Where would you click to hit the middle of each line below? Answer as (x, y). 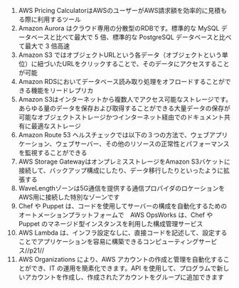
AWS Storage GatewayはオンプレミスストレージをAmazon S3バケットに (124, 161)
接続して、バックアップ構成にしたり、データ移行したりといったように (121, 170)
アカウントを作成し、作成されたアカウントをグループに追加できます (124, 277)
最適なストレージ (56, 126)
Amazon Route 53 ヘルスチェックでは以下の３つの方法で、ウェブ (114, 135)
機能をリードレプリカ (62, 90)
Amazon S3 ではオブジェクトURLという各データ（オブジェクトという (120, 55)
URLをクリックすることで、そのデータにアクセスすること (146, 64)
